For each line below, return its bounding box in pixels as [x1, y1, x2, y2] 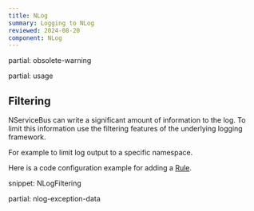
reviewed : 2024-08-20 [8, 26, 81, 34]
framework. [8, 132, 46, 142]
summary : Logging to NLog [8, 19, 94, 27]
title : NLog [8, 11, 48, 20]
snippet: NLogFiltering [8, 178, 81, 188]
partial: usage [8, 71, 54, 80]
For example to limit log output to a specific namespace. [8, 148, 193, 158]
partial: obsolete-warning [8, 56, 92, 65]
